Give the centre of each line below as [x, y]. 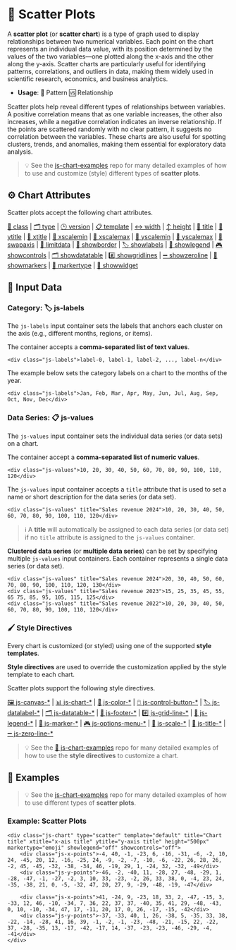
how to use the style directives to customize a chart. [101, 756]
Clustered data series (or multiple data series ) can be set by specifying [112, 551]
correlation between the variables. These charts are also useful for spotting [117, 136]
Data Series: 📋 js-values [50, 418]
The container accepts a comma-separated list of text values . [99, 347]
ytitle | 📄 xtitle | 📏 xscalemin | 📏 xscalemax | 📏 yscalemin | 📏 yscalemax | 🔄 [115, 236]
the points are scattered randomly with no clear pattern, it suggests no [110, 129]
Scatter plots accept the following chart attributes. [80, 212]
